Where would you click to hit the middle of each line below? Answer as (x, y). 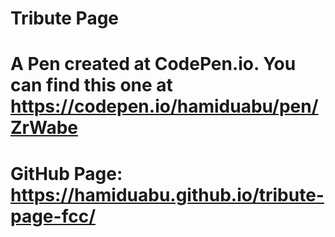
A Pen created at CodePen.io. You (153, 64)
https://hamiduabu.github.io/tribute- (167, 194)
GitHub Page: (66, 173)
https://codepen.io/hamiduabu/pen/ (164, 106)
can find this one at (91, 85)
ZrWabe (44, 128)
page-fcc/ (53, 216)
